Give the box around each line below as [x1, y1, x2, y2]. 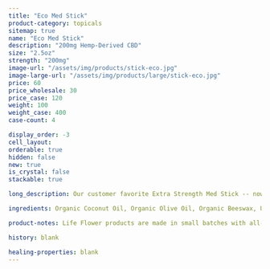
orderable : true [8, 145, 63, 153]
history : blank [8, 234, 59, 242]
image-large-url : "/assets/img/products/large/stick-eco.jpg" [8, 71, 221, 79]
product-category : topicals [8, 19, 103, 27]
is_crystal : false [8, 168, 70, 177]
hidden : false [8, 153, 56, 161]
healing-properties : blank [8, 248, 99, 256]
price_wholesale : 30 [8, 86, 78, 95]
